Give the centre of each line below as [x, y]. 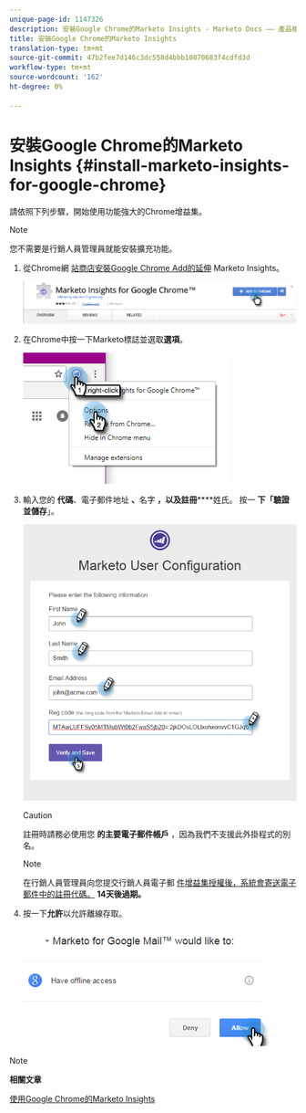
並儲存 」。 [41, 510]
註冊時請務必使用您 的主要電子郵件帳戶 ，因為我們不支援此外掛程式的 [153, 835]
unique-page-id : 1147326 [56, 19]
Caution [37, 815]
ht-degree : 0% [36, 87]
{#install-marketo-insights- [183, 165]
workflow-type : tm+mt [51, 68]
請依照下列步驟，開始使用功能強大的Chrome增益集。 [108, 211]
